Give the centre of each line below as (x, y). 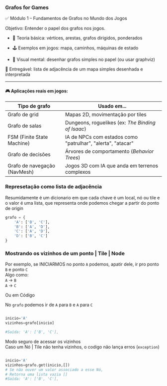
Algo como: (17, 275)
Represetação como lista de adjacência (54, 187)
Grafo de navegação (32, 165)
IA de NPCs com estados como (101, 137)
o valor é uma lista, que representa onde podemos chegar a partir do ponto (82, 203)
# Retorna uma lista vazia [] (37, 374)
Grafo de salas (25, 125)
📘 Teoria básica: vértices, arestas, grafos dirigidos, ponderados (77, 38)
